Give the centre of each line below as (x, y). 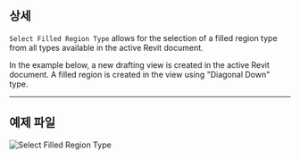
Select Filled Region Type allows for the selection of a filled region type (144, 38)
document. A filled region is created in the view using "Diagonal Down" (140, 74)
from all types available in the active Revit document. (106, 47)
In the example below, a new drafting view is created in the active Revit (140, 64)
